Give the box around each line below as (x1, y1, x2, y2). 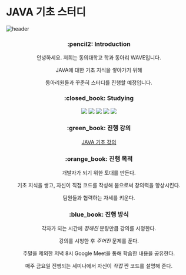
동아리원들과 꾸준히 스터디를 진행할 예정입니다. (45, 79, 153, 86)
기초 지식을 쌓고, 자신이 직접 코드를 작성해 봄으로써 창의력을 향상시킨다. (17, 182, 181, 189)
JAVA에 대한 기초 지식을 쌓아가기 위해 (55, 67, 142, 74)
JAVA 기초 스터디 (6, 5, 87, 19)
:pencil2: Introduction (67, 39, 131, 48)
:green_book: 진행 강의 (67, 124, 131, 132)
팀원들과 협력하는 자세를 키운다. (62, 194, 135, 201)
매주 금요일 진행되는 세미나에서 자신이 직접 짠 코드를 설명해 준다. (25, 263, 173, 270)
